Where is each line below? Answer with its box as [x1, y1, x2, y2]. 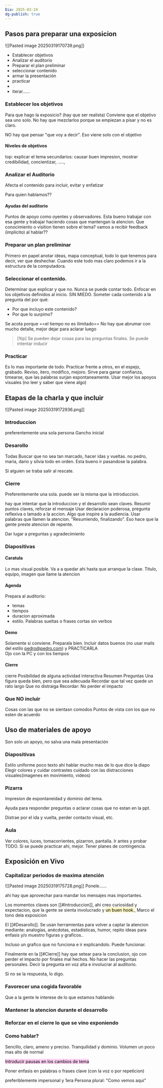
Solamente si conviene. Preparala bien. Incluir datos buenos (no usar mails [5, 640, 155, 646]
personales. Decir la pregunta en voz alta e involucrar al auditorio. [5, 961, 137, 967]
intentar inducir [17, 341, 48, 346]
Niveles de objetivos [5, 143, 47, 149]
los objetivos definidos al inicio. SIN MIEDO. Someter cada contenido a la [5, 291, 151, 297]
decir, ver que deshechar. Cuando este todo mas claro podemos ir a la [5, 257, 146, 264]
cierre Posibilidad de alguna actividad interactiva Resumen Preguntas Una [5, 673, 153, 679]
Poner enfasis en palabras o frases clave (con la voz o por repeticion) [5, 1068, 145, 1074]
